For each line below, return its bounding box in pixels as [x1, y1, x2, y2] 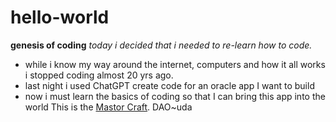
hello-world [10, 6, 110, 29]
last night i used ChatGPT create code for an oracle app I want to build [24, 79, 315, 91]
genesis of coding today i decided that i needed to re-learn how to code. [10, 39, 313, 51]
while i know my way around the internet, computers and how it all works [24, 58, 326, 70]
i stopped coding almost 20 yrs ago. [24, 69, 174, 81]
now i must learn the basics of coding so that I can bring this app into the [24, 90, 326, 102]
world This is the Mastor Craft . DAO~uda [24, 101, 193, 113]
